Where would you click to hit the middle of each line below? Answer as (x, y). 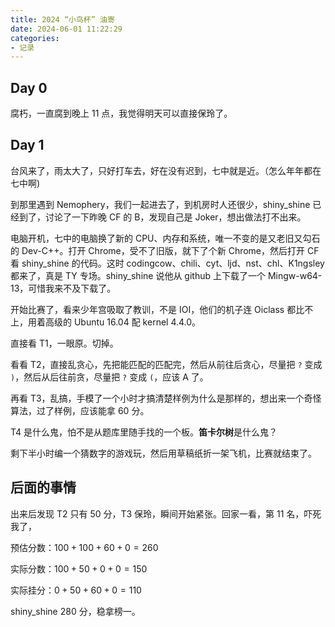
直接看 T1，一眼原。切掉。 (64, 343)
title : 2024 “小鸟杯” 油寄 (62, 19)
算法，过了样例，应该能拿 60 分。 (80, 410)
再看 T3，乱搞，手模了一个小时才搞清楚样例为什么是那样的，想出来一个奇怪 (166, 398)
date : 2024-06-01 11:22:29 (66, 29)
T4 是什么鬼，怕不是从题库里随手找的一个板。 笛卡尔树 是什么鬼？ (144, 432)
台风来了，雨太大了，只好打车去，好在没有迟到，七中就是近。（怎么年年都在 (166, 170)
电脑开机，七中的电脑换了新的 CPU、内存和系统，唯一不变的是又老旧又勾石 (165, 238)
